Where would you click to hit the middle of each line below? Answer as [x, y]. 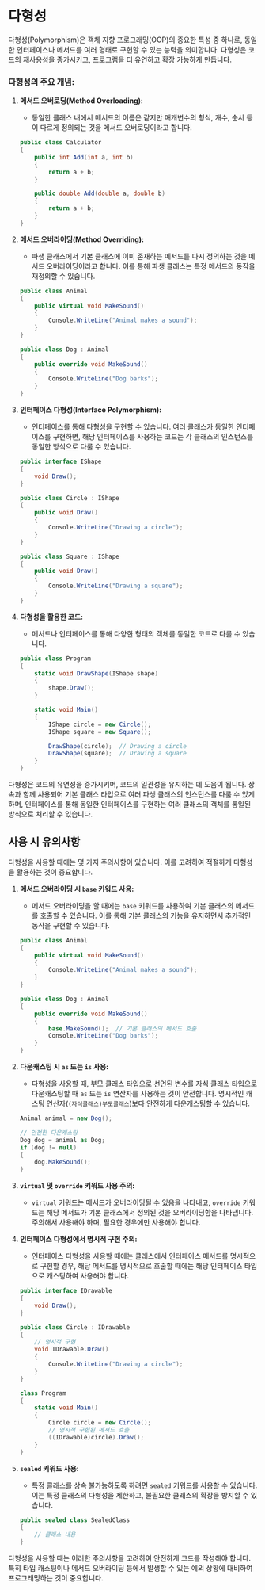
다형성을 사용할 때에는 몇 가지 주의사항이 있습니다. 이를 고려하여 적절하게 [120, 862]
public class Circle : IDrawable [75, 1327]
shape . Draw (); [72, 688]
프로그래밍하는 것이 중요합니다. [56, 1578]
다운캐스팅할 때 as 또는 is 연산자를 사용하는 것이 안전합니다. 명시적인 [138, 1094]
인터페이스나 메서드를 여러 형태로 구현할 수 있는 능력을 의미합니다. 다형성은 [131, 49]
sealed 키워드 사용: [49, 1468]
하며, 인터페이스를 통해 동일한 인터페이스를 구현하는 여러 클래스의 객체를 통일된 [130, 805]
